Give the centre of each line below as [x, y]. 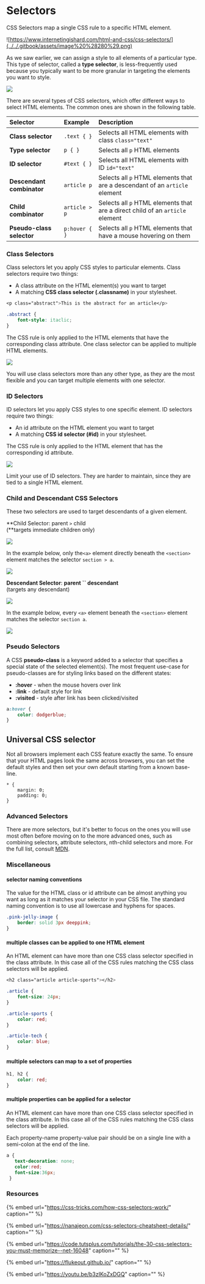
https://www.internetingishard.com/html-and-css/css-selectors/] [92, 39]
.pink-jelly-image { [33, 917]
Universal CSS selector [51, 740]
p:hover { [78, 229]
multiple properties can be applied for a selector [69, 1099]
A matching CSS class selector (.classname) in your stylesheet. [96, 292]
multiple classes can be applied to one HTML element [76, 942]
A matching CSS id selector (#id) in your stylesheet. [81, 434]
